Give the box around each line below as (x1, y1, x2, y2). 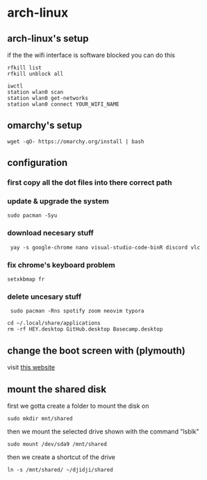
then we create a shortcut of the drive (7, 453, 116, 461)
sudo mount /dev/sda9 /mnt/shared (7, 440, 108, 447)
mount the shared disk (7, 383, 106, 395)
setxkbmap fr (7, 276, 45, 283)
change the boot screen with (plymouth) (7, 345, 185, 356)
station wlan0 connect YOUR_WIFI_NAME (7, 101, 119, 108)
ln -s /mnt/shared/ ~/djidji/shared (7, 466, 113, 473)
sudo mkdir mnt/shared (7, 415, 73, 422)
